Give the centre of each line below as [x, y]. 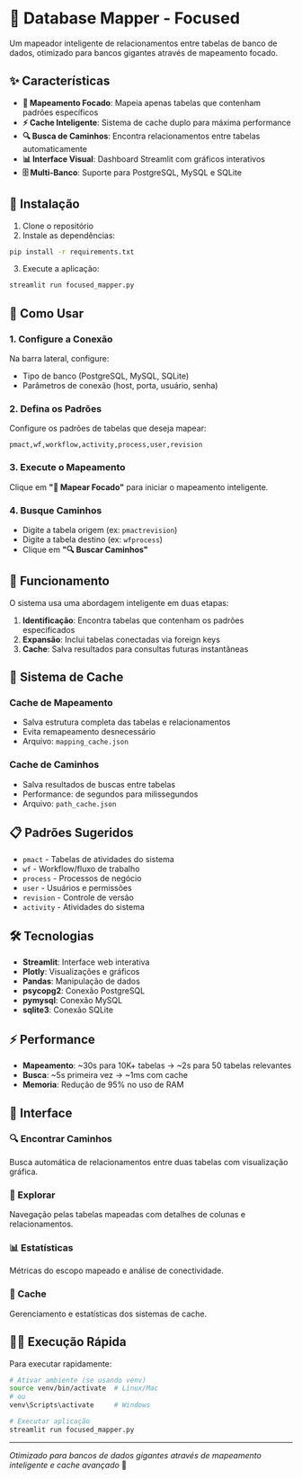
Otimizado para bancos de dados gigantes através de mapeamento [136, 1455]
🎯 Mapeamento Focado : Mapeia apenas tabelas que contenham [142, 102]
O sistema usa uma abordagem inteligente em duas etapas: [119, 602]
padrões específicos [60, 112]
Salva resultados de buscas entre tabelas [99, 784]
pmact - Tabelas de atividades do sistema [98, 859]
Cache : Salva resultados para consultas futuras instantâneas [135, 649]
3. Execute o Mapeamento [67, 468]
